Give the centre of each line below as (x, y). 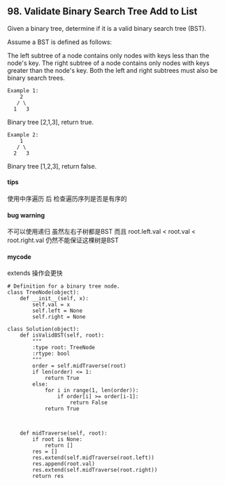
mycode (19, 256)
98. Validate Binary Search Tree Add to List (102, 12)
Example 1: (23, 90)
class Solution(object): (43, 329)
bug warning (26, 215)
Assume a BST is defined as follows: (60, 42)
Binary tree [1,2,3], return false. (52, 166)
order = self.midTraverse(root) (80, 366)
